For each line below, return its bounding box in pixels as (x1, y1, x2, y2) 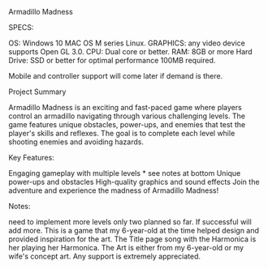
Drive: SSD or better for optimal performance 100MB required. (8, 56, 216, 65)
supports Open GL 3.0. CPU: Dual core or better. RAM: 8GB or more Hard (8, 47, 253, 56)
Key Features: (8, 153, 54, 162)
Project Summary (8, 87, 67, 96)
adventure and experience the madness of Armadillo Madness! (8, 186, 219, 195)
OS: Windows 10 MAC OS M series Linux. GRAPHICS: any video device (8, 38, 245, 48)
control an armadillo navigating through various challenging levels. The (8, 111, 246, 121)
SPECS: (8, 23, 34, 32)
